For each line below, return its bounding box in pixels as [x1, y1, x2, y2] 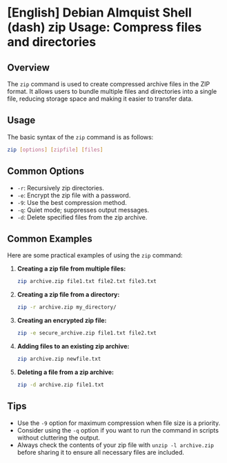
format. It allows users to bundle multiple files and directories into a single [7, 88, 217, 95]
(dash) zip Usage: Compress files [7, 19, 202, 35]
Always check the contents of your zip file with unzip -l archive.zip [17, 440, 214, 449]
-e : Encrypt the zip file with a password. [17, 191, 131, 199]
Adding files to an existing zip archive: [17, 342, 130, 350]
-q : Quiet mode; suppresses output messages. [17, 206, 150, 214]
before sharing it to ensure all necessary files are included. [17, 448, 185, 456]
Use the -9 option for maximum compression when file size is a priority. [17, 419, 221, 427]
